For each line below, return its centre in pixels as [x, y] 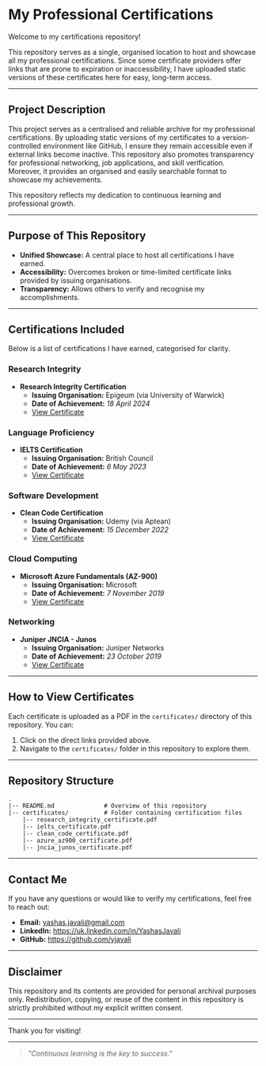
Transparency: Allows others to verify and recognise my [112, 288]
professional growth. [42, 203]
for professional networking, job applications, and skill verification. [117, 162]
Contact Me [38, 879]
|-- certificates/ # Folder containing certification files [125, 813]
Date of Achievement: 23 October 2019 [97, 656]
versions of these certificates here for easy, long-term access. [110, 77]
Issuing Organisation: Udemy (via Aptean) [101, 521]
